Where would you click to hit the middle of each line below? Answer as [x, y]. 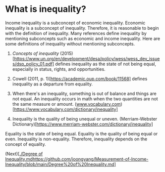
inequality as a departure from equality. [53, 84]
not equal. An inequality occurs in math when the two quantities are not [85, 99]
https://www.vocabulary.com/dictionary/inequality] [66, 109]
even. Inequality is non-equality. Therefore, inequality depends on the [76, 139]
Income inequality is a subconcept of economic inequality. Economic [75, 23]
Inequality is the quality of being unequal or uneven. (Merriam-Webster [85, 119]
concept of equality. [26, 144]
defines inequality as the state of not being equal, [106, 64]
